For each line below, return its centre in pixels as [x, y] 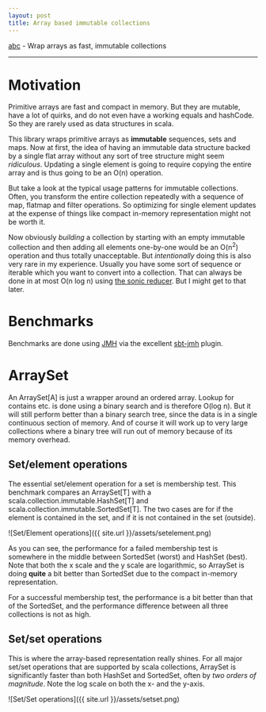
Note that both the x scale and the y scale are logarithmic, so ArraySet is [126, 565]
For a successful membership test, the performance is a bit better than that [131, 597]
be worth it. [27, 222]
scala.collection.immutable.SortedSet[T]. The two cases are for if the [121, 509]
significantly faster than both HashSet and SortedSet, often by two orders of [133, 675]
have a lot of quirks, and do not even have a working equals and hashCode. [131, 115]
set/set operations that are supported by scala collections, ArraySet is [122, 667]
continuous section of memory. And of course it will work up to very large [128, 422]
